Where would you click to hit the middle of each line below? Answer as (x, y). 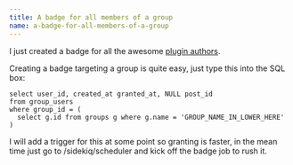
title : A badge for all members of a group (91, 17)
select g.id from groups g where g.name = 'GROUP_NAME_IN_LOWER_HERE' (151, 117)
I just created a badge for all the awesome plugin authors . (115, 51)
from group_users (41, 102)
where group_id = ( (45, 109)
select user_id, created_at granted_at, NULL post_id (111, 94)
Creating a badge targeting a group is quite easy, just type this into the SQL (147, 68)
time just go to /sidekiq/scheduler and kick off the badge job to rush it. (138, 151)
